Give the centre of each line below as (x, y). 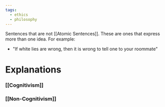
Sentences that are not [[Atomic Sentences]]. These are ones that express (83, 34)
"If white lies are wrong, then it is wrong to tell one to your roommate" (85, 49)
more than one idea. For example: (40, 39)
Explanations (33, 69)
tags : (11, 10)
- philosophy (24, 19)
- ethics (19, 15)
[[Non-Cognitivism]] (31, 99)
